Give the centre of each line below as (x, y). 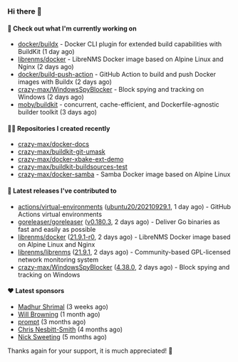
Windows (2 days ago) (51, 97)
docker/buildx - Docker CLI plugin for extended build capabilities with (120, 44)
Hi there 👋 (25, 11)
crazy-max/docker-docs (53, 144)
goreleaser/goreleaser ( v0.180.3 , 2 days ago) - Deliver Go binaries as (119, 222)
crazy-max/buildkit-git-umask (61, 151)
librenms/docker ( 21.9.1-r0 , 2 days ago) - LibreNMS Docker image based (124, 237)
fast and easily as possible (57, 229)
